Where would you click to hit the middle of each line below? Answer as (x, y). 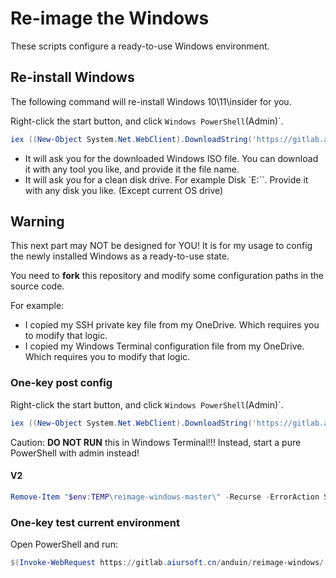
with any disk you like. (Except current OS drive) (124, 190)
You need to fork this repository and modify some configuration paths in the (167, 276)
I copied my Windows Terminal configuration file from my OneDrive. (164, 346)
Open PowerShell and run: (64, 544)
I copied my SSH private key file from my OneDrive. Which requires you (172, 325)
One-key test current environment (95, 522)
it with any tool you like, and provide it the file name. (132, 169)
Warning (37, 222)
